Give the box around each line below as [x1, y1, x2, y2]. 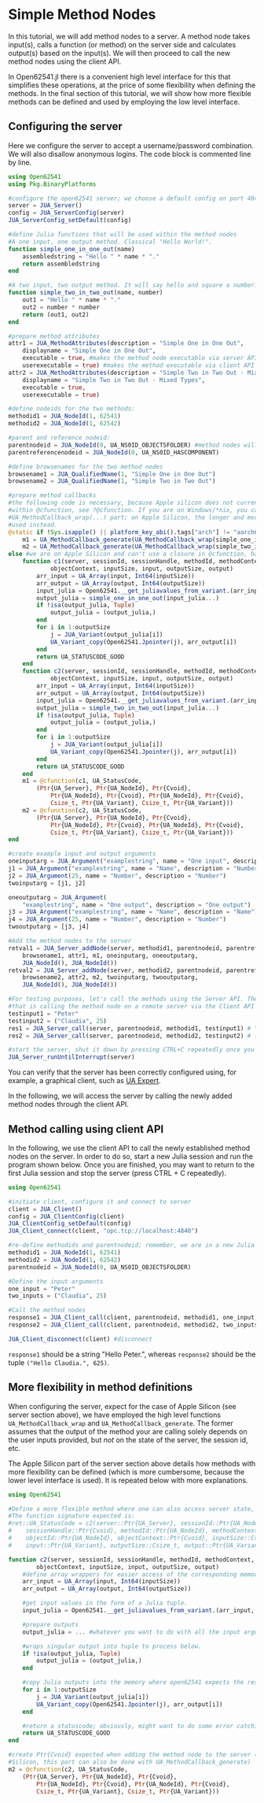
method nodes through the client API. [8, 1100, 130, 1109]
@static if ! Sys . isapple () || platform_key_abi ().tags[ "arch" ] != [8, 528, 230, 536]
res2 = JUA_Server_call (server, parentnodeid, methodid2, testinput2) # [8, 1032, 251, 1040]
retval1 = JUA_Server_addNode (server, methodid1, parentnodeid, [8, 944, 223, 952]
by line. [8, 158, 32, 167]
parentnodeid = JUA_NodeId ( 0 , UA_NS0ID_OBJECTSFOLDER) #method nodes [8, 441, 241, 449]
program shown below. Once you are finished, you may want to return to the [8, 1159, 255, 1169]
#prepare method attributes [8, 332, 101, 340]
